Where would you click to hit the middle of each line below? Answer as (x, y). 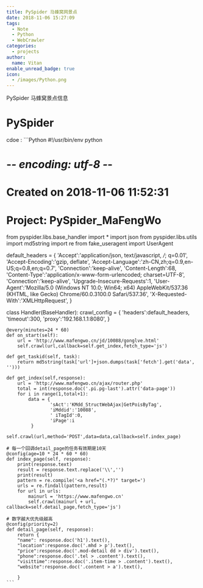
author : (16, 57)
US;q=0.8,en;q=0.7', (31, 268)
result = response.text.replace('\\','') (70, 470)
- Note (20, 29)
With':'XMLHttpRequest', (37, 301)
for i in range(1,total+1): (53, 394)
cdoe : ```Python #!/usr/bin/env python (54, 140)
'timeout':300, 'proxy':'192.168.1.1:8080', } (58, 319)
